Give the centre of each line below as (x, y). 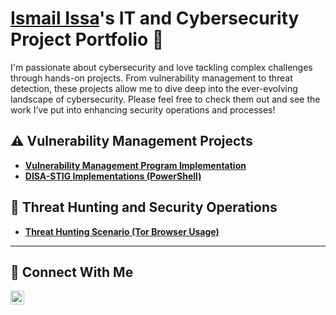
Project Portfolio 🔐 (87, 39)
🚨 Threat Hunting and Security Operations (144, 207)
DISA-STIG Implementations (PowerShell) (113, 176)
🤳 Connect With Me (72, 272)
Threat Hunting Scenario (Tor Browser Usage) (122, 231)
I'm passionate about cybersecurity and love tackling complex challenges (161, 67)
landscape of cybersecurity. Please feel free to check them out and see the (165, 99)
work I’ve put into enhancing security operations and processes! (143, 109)
